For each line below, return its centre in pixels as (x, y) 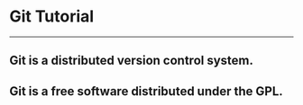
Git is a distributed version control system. (132, 61)
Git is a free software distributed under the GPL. (147, 91)
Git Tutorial (52, 17)
